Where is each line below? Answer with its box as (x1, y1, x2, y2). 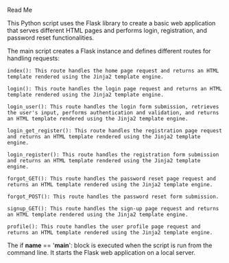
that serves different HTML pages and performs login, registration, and (7, 27, 208, 34)
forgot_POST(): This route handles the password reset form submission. (7, 193, 219, 200)
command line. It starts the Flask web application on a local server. (7, 249, 195, 256)
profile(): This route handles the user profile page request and (7, 223, 201, 230)
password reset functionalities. (7, 34, 95, 42)
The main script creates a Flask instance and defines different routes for (7, 47, 211, 55)
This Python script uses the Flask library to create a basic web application (7, 19, 216, 27)
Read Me (7, 6, 33, 14)
